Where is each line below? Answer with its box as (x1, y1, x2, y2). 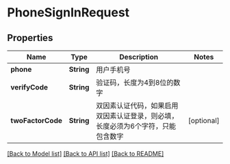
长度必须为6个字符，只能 (95, 122, 177, 131)
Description (119, 53, 159, 61)
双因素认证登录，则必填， (95, 111, 179, 120)
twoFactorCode (10, 116, 63, 125)
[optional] (188, 116, 220, 125)
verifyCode (10, 83, 49, 92)
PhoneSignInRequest (7, 5, 130, 20)
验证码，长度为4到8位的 (95, 78, 174, 87)
